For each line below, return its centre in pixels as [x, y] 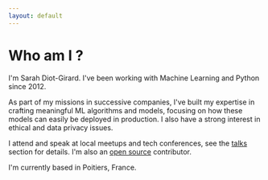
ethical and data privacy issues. [61, 127]
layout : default [35, 16]
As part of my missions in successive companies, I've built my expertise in [132, 102]
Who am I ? [46, 55]
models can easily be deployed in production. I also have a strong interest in [134, 119]
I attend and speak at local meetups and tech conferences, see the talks [128, 143]
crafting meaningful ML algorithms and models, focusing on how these [126, 110]
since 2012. [27, 86]
